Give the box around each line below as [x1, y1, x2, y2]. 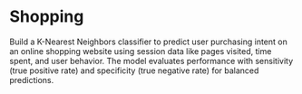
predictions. [9, 74, 54, 85]
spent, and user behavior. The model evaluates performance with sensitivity [9, 55, 294, 66]
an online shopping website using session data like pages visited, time [9, 45, 272, 56]
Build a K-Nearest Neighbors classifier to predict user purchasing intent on [9, 36, 287, 47]
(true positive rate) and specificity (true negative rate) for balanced [9, 65, 259, 76]
